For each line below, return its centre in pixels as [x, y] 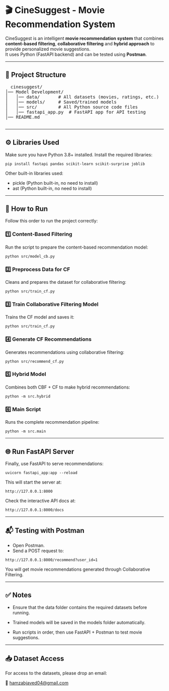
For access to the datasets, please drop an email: [56, 673]
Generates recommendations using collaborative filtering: [65, 352]
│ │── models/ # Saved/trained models [61, 102]
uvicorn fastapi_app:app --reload [41, 473]
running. [21, 612]
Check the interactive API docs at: [40, 501]
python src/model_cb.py [30, 256]
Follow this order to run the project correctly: [52, 221]
